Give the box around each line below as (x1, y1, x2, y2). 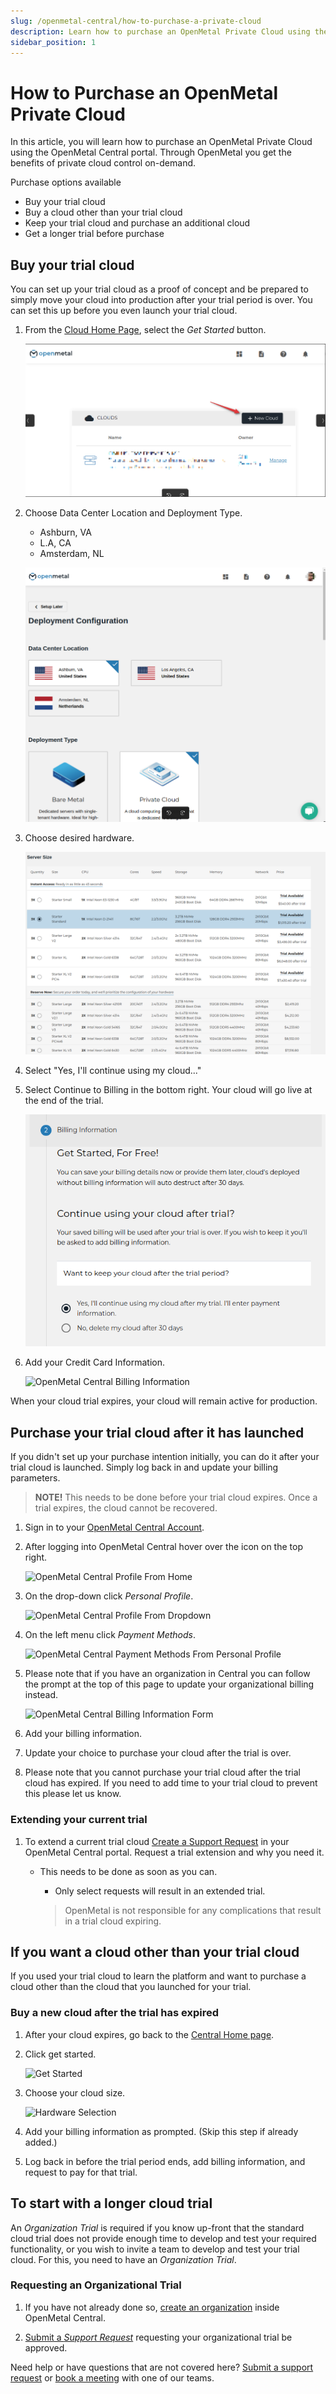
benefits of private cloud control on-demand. (10, 157, 197, 169)
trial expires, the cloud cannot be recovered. (34, 1502, 218, 1514)
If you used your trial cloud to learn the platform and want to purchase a (10, 1970, 307, 1982)
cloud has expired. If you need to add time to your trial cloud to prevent (24, 1777, 318, 1789)
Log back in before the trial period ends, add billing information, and (24, 2155, 306, 2167)
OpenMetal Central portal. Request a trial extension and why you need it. (24, 1846, 325, 1858)
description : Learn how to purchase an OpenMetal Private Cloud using (10, 26, 311, 37)
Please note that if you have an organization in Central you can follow (24, 1668, 311, 1680)
